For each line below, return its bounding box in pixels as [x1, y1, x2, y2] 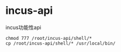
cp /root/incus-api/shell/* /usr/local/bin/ [5, 40, 116, 46]
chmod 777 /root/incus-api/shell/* [5, 35, 92, 41]
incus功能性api [5, 24, 42, 31]
